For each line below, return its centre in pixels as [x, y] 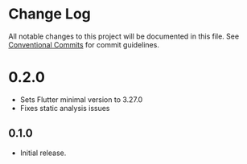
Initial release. [43, 153]
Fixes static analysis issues [65, 108]
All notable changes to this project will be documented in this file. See [124, 36]
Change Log [49, 14]
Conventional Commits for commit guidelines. [84, 44]
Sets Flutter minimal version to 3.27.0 [81, 99]
